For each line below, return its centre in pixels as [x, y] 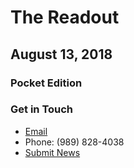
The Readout [65, 17]
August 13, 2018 [61, 54]
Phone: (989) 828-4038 [74, 142]
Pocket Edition [46, 83]
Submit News [52, 152]
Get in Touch [42, 109]
